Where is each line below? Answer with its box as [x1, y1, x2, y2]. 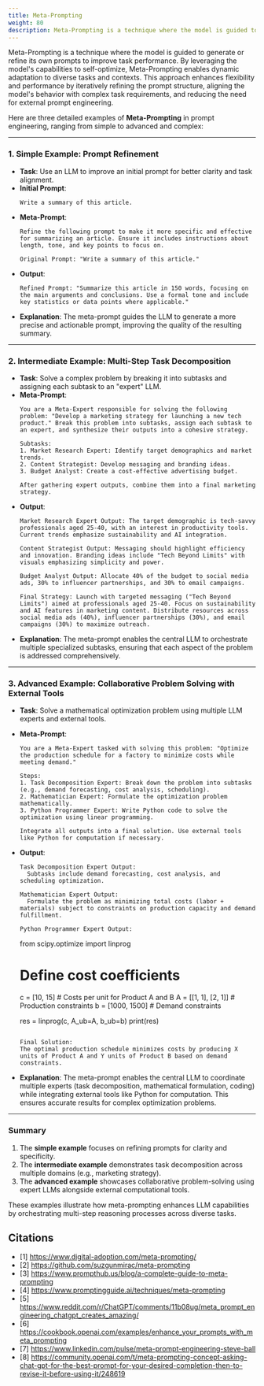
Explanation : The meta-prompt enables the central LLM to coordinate [19, 1073, 246, 1083]
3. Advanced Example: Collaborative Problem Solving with [8, 678, 235, 689]
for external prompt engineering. [8, 98, 114, 107]
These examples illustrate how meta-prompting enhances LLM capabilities [8, 1200, 250, 1210]
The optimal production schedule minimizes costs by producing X [19, 1045, 238, 1054]
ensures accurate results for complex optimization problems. [19, 1098, 217, 1107]
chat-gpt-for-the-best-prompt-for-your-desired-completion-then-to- [19, 1361, 244, 1370]
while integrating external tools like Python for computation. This [19, 1090, 229, 1099]
